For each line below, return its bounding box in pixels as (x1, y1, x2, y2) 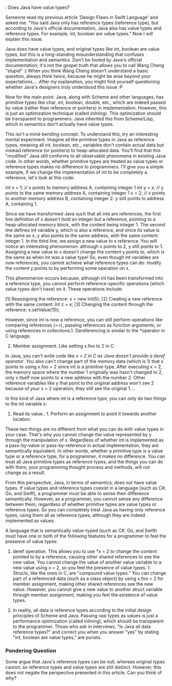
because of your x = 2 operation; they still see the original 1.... (5, 385, 136, 391)
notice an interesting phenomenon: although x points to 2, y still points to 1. (5, 243, 164, 249)
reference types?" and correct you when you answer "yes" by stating (12, 629, 159, 635)
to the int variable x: (5, 401, 47, 406)
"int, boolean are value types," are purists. (12, 634, 102, 640)
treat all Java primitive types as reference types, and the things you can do (5, 459, 163, 465)
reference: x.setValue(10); (5, 307, 60, 313)
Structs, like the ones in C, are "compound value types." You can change (12, 570, 166, 576)
